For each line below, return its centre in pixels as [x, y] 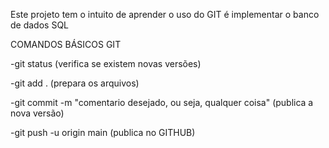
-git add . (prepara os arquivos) [75, 83]
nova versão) [37, 113]
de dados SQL [40, 25]
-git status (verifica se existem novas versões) [106, 63]
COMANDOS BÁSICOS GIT [66, 44]
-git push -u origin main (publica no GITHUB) [103, 132]
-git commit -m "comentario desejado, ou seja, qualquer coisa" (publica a [162, 102]
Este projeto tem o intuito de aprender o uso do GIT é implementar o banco [165, 14]
